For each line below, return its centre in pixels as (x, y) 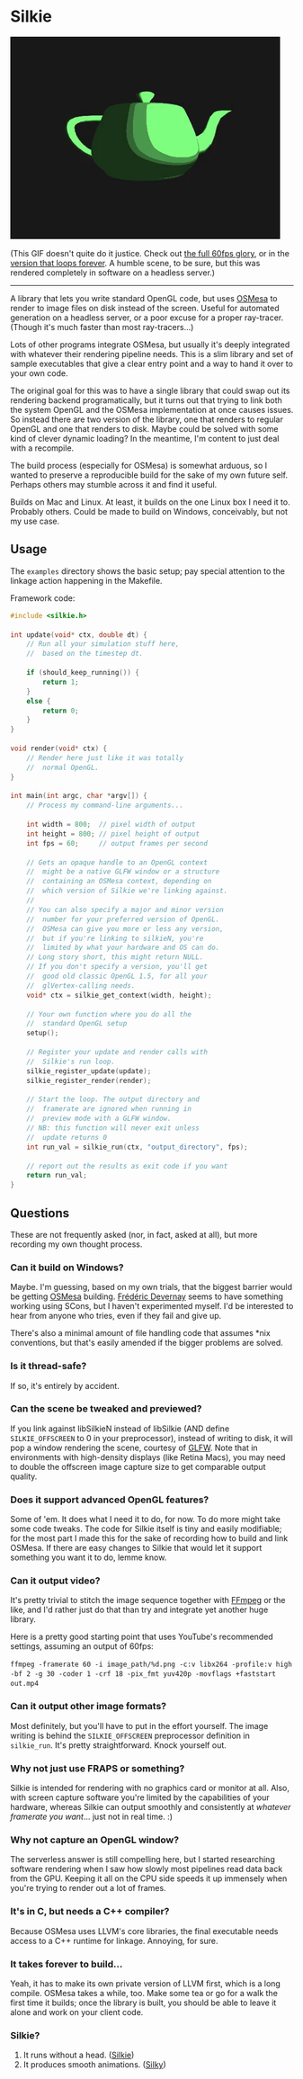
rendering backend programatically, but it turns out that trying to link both (146, 400)
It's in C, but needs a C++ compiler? (90, 1912)
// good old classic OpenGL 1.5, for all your (117, 976)
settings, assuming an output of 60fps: (82, 1646)
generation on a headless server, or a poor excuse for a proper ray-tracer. (147, 318)
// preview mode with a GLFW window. (99, 1119)
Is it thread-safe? (49, 1367)
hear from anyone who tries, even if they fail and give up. (116, 1316)
